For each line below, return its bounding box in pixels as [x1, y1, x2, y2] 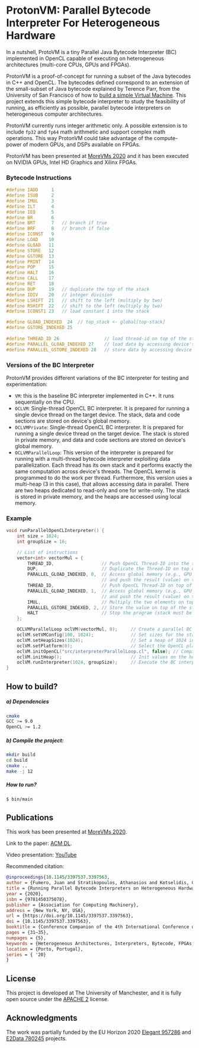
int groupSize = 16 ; [17, 539, 68, 544]
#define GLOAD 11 [6, 242, 54, 248]
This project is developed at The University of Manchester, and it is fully [6, 989, 182, 996]
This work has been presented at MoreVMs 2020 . [6, 828, 127, 835]
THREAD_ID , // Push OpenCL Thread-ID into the [27, 561, 190, 566]
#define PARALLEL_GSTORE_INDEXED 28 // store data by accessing [6, 347, 174, 353]
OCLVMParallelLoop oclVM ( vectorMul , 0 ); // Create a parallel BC [17, 626, 192, 632]
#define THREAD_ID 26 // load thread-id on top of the [6, 335, 187, 341]
